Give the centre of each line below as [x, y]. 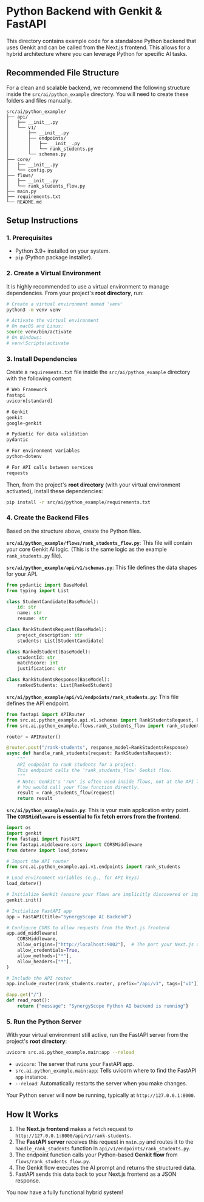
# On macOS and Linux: [35, 326]
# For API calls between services [50, 467]
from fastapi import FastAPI [43, 839]
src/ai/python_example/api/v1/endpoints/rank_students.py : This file [93, 697]
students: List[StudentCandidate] [61, 641]
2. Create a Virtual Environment [54, 273]
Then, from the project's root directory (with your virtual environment [93, 485]
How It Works [32, 1114]
